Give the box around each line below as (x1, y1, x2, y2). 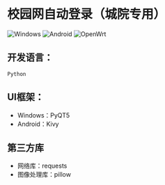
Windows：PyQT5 (17, 111, 70, 119)
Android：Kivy (17, 120, 59, 128)
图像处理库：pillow (17, 170, 72, 179)
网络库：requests (17, 161, 68, 170)
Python (7, 70, 26, 77)
